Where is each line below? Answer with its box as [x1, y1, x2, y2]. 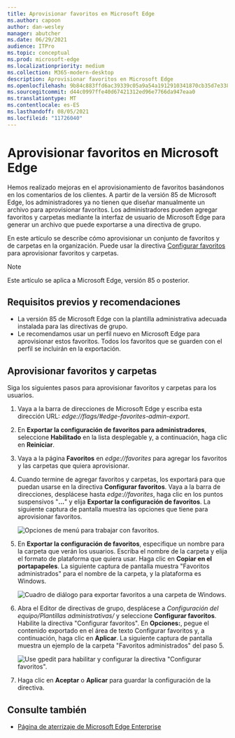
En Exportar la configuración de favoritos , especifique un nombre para [17, 539, 225, 548]
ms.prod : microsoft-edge [7, 56, 80, 63]
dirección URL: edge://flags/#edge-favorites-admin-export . [17, 412, 190, 421]
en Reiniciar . [17, 441, 55, 449]
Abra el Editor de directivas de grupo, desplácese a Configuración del [17, 604, 219, 612]
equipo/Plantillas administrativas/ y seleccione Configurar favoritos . [17, 612, 217, 620]
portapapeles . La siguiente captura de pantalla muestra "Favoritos [17, 562, 210, 570]
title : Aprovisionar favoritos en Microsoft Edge [7, 10, 155, 18]
